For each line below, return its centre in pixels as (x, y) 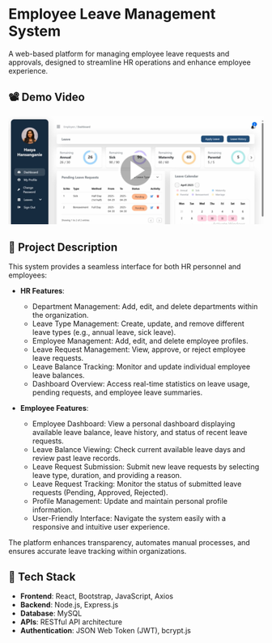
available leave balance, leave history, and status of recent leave (140, 433)
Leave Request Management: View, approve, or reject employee (139, 349)
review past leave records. (76, 459)
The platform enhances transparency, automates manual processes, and (130, 543)
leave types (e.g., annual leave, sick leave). (104, 332)
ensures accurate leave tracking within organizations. (98, 552)
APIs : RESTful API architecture (71, 622)
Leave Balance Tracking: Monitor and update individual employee (141, 367)
